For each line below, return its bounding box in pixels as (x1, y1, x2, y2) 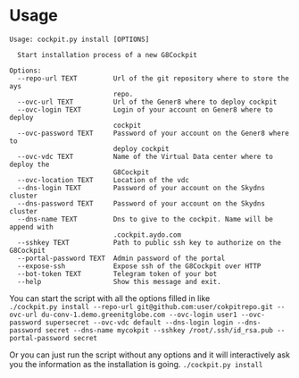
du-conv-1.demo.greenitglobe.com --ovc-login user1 (41, 310, 238, 319)
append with (9, 223, 54, 231)
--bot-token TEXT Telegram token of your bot (17, 269, 218, 278)
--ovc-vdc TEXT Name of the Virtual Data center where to (17, 152, 274, 161)
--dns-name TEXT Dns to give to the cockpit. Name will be (17, 214, 274, 223)
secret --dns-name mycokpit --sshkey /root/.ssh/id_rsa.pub (45, 325, 274, 335)
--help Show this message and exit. (17, 277, 221, 286)
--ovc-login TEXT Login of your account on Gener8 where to (17, 105, 274, 114)
